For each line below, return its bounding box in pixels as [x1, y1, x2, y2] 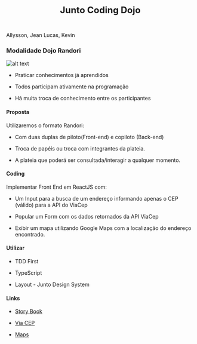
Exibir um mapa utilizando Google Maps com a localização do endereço [14, 224, 192, 232]
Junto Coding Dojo [59, 4, 141, 16]
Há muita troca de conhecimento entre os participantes [14, 95, 151, 102]
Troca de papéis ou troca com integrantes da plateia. [14, 145, 145, 152]
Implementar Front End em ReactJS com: [6, 183, 107, 191]
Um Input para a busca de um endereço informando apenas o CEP [14, 195, 178, 202]
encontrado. [14, 231, 45, 238]
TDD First [14, 257, 39, 265]
